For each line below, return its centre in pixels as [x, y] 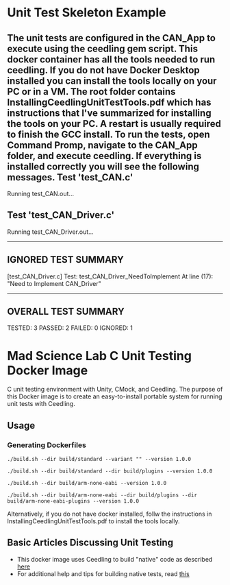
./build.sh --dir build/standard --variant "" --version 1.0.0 [99, 459]
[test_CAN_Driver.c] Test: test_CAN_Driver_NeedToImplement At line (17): [110, 276]
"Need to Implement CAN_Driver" [54, 283]
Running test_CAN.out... [40, 194]
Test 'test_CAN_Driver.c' [61, 215]
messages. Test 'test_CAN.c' [70, 177]
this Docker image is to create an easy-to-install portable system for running [115, 396]
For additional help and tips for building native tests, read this [103, 573]
